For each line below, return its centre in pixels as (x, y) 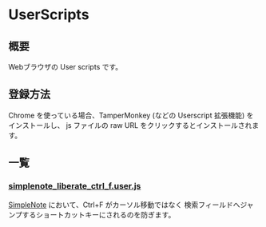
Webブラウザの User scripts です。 (66, 67)
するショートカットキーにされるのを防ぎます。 (99, 214)
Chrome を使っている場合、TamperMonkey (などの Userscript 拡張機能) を (131, 115)
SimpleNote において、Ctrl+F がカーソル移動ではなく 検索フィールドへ (124, 205)
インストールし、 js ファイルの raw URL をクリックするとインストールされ (130, 125)
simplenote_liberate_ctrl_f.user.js (75, 186)
